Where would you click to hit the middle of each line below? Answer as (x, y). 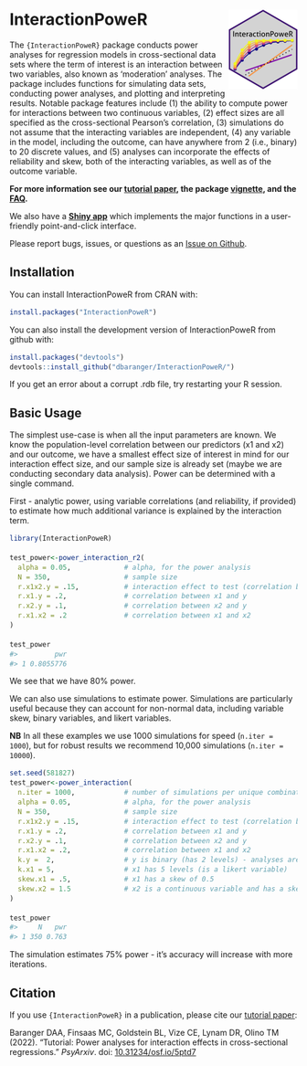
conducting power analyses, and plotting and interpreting (117, 93)
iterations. (28, 965)
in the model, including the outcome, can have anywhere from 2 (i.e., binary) (153, 142)
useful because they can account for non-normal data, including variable (147, 709)
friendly (24, 226)
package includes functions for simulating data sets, (108, 83)
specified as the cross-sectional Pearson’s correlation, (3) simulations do (147, 122)
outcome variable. (43, 171)
